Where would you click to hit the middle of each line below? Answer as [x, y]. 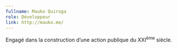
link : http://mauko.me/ [35, 22]
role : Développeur [28, 17]
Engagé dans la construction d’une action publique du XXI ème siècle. [89, 40]
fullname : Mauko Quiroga [36, 11]
